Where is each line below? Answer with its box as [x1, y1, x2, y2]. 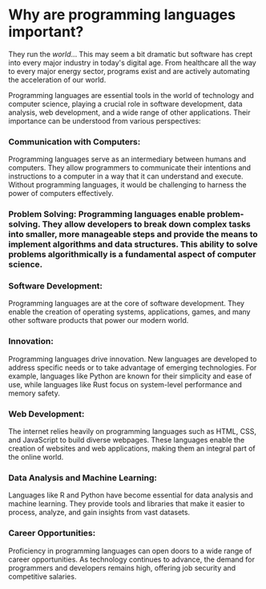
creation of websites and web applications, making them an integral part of [8, 444, 256, 453]
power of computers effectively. [8, 189, 114, 198]
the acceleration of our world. [8, 75, 107, 84]
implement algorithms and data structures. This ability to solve [8, 239, 258, 250]
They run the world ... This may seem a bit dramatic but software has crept [8, 49, 253, 59]
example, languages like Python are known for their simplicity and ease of [8, 371, 252, 381]
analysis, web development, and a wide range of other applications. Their [8, 107, 251, 117]
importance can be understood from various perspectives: [8, 116, 202, 125]
